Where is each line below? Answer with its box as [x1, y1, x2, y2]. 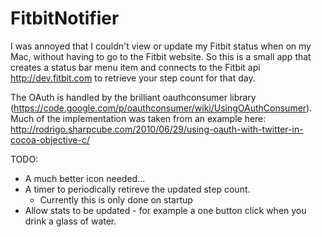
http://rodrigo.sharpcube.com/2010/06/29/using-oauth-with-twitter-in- [10, 123, 304, 135]
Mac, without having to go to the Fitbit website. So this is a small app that [10, 50, 312, 62]
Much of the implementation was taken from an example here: [10, 112, 267, 124]
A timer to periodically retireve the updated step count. [24, 183, 251, 195]
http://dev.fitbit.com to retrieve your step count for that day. [10, 72, 256, 84]
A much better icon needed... [24, 172, 146, 184]
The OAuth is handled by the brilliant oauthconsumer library [10, 91, 257, 103]
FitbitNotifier [10, 7, 120, 30]
